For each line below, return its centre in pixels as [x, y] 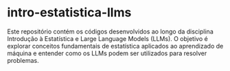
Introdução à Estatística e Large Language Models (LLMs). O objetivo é [107, 38]
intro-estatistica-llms [69, 13]
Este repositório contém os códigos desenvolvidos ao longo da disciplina [111, 31]
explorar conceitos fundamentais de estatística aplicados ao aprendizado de [115, 46]
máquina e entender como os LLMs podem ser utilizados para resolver [107, 53]
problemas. [23, 60]
